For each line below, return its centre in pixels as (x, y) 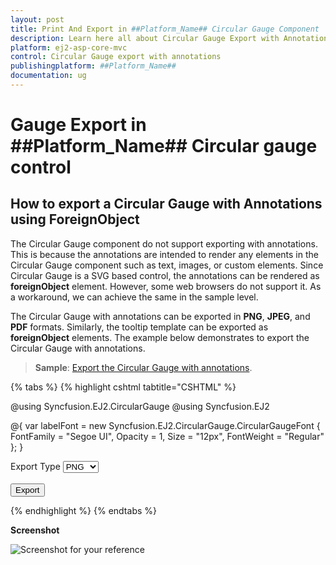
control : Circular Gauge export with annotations (116, 57)
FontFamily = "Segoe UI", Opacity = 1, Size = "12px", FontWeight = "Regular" (167, 436)
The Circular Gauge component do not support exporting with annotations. (164, 243)
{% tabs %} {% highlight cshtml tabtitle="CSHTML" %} (123, 387)
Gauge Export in (78, 125)
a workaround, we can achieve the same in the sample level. (134, 297)
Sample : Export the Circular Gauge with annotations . (143, 367)
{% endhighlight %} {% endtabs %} (83, 510)
